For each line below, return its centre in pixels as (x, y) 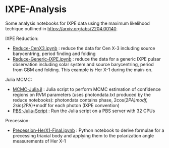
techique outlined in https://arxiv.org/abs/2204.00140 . (62, 28)
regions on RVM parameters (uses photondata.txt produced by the (82, 94)
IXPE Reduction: (22, 38)
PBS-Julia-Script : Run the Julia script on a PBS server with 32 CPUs (84, 111)
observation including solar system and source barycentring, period (83, 64)
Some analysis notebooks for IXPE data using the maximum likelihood (78, 23)
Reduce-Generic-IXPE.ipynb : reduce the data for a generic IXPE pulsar (87, 59)
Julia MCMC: (19, 79)
